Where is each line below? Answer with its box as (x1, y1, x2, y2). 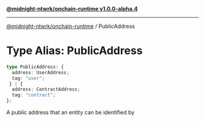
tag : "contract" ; (12, 92, 56, 98)
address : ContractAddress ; (12, 86, 81, 93)
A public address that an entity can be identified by (6, 109, 135, 116)
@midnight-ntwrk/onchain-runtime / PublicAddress (6, 22, 135, 30)
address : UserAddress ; (12, 69, 70, 75)
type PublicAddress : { (6, 64, 64, 70)
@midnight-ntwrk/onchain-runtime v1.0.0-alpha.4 (6, 5, 138, 12)
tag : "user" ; (12, 75, 45, 81)
